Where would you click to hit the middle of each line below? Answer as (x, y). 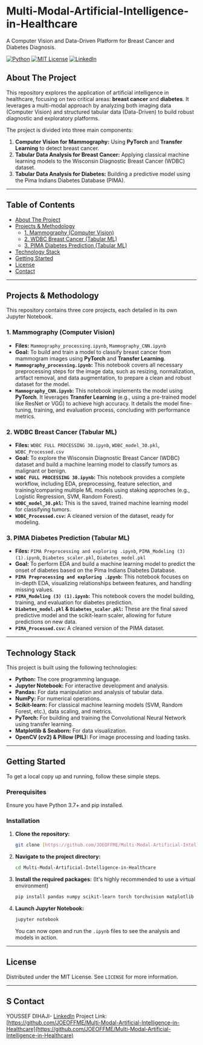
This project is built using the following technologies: (72, 667)
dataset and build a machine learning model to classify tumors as (96, 464)
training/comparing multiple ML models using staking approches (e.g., (102, 490)
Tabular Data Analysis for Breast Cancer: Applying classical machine (102, 154)
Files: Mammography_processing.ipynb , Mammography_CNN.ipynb (91, 346)
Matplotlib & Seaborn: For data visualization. (71, 731)
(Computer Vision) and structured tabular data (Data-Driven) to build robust (100, 112)
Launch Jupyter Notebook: (50, 908)
